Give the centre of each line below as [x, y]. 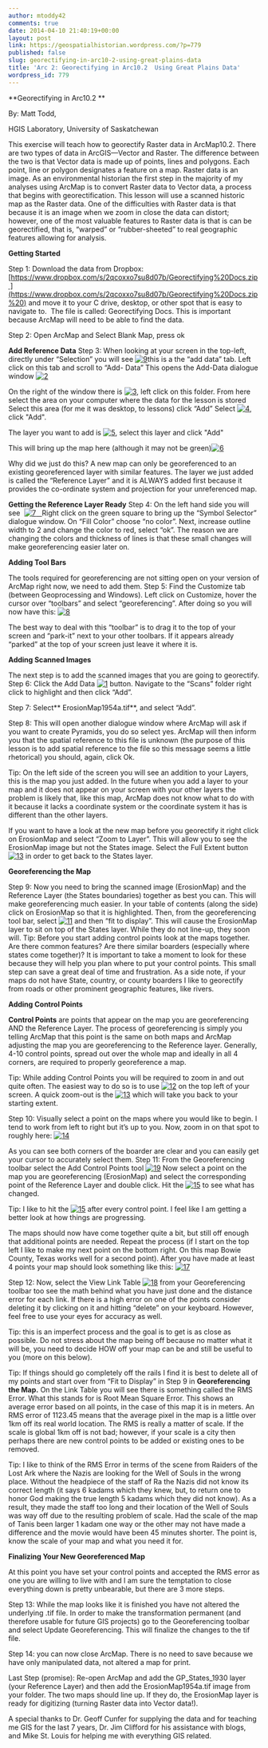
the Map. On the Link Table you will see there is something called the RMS [130, 1389]
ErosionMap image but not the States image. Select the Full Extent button [128, 847]
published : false [37, 53]
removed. [24, 1449]
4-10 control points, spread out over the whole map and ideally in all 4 [123, 1053]
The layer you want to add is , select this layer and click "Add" [116, 432]
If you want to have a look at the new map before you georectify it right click [134, 830]
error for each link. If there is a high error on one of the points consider [124, 1299]
